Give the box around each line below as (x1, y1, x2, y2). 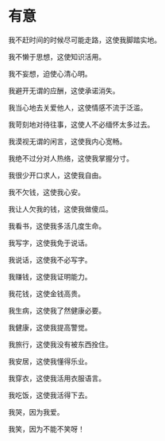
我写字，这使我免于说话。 (8, 238, 92, 248)
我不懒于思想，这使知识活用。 (8, 52, 106, 61)
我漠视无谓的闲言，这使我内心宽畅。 (8, 136, 127, 146)
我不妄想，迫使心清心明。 (8, 68, 92, 78)
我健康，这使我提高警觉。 (8, 322, 92, 332)
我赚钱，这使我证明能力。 (8, 271, 92, 281)
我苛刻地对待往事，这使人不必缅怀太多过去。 (8, 119, 155, 129)
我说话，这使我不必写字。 (8, 255, 92, 264)
